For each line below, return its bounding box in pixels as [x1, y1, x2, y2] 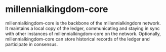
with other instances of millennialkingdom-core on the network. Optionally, [5, 30, 161, 36]
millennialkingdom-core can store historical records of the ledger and [5, 36, 150, 42]
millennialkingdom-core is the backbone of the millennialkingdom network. [5, 20, 161, 26]
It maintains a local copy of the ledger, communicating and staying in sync [5, 25, 160, 31]
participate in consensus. [5, 41, 58, 47]
